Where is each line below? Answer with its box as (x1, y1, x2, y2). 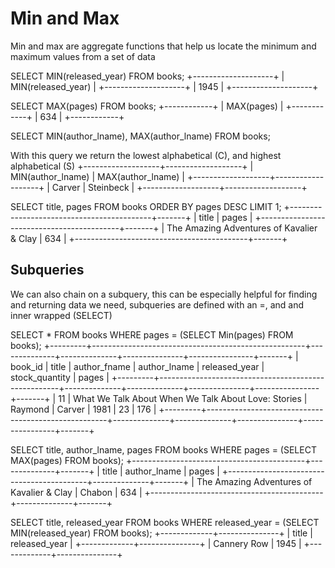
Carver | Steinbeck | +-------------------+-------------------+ (51, 181, 308, 193)
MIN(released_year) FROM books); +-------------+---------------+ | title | (10, 527, 313, 539)
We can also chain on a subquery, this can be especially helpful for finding (10, 288, 318, 300)
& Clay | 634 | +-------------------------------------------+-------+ (10, 232, 288, 244)
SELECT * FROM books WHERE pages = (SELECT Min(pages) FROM (10, 328, 294, 341)
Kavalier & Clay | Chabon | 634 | (10, 486, 143, 498)
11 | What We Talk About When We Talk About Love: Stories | (58, 392, 308, 404)
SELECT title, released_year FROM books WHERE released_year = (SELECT (10, 516, 320, 528)
